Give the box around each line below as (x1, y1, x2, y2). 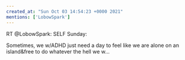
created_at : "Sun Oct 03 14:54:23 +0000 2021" (6, 8, 123, 15)
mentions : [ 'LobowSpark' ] (6, 14, 70, 20)
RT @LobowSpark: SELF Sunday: (6, 30, 87, 37)
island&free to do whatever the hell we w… (6, 48, 110, 55)
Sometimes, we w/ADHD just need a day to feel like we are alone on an (6, 42, 180, 49)
